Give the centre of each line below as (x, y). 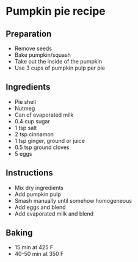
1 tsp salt (26, 128)
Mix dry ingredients (39, 187)
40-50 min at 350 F (39, 254)
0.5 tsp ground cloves (42, 147)
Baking (19, 233)
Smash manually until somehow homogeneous (73, 200)
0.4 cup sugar (32, 121)
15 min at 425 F (34, 247)
